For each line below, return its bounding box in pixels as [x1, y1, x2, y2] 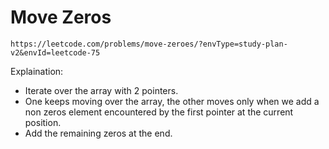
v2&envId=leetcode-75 [10, 47, 101, 58]
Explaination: [10, 65, 64, 77]
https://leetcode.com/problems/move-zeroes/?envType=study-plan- [10, 39, 288, 49]
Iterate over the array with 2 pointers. [24, 84, 179, 96]
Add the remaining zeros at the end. [24, 127, 173, 139]
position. [24, 116, 62, 128]
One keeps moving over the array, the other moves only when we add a [24, 95, 320, 107]
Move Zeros [10, 6, 112, 29]
